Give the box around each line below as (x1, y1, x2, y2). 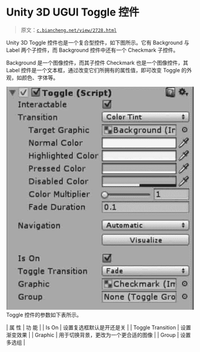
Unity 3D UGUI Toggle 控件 (6, 5, 140, 19)
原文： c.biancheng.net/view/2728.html (20, 26, 117, 33)
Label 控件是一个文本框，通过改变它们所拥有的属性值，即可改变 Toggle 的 (6, 66, 187, 73)
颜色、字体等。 (21, 74, 58, 81)
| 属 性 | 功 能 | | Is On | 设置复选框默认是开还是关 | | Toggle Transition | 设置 (6, 324, 192, 331)
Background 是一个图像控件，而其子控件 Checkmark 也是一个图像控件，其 (6, 59, 189, 66)
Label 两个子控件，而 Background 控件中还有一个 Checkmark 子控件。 (6, 46, 179, 54)
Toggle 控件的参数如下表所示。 (6, 311, 82, 319)
